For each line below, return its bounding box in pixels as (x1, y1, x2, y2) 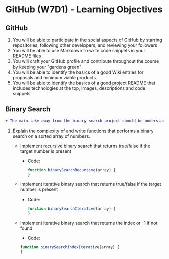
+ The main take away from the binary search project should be (5, 118, 143, 123)
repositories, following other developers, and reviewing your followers (12, 42, 157, 48)
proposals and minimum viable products (12, 75, 96, 80)
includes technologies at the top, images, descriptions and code (12, 85, 146, 91)
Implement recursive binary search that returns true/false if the (20, 143, 151, 149)
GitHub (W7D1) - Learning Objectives (5, 4, 163, 15)
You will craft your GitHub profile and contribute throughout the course (12, 58, 159, 64)
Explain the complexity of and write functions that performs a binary (12, 127, 154, 134)
